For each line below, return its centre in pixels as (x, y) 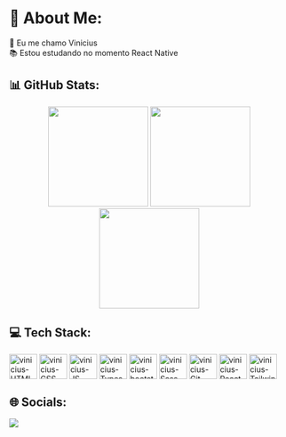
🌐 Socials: (38, 402)
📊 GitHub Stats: (55, 85)
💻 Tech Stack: (50, 333)
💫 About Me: (56, 18)
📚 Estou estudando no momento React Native (94, 53)
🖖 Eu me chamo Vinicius (53, 43)
